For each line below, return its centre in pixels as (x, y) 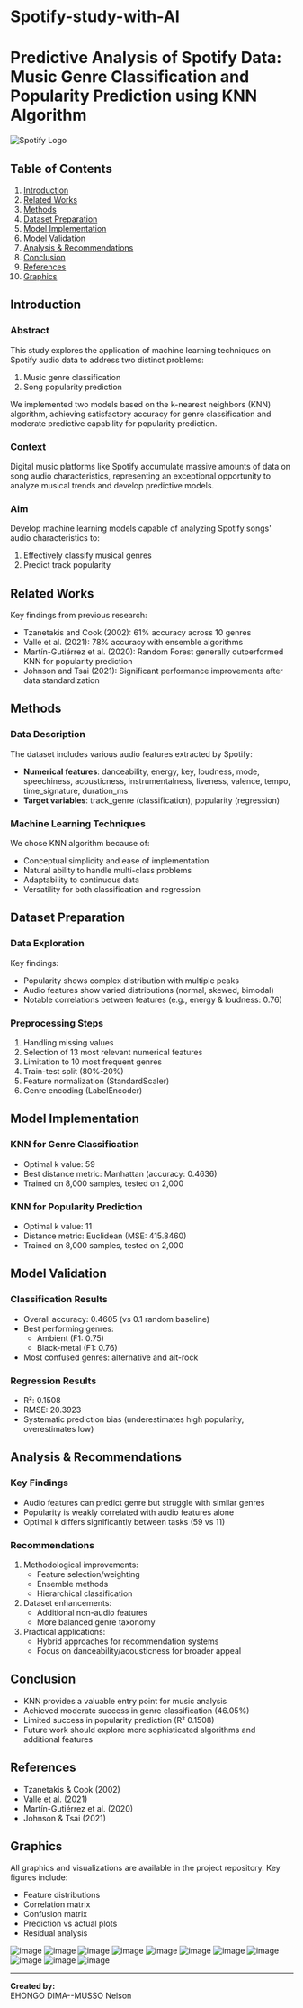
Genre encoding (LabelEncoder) (83, 1091)
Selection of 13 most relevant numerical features (113, 1052)
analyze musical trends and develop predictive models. (112, 485)
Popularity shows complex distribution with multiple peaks (131, 981)
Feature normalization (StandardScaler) (96, 1081)
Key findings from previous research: (79, 616)
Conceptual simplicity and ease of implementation (116, 861)
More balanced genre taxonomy (96, 1622)
